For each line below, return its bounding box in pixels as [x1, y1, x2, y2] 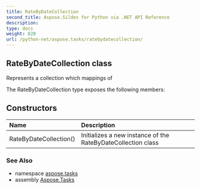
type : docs [6, 25, 33, 32]
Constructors [6, 103, 57, 113]
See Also [6, 156, 33, 165]
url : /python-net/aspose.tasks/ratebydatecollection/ [6, 36, 144, 42]
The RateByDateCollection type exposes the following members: [6, 86, 166, 93]
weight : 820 [6, 31, 36, 37]
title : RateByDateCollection [6, 8, 79, 15]
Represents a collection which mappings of [6, 74, 112, 81]
